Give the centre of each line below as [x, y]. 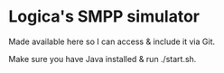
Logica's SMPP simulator [104, 17]
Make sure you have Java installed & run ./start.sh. [103, 59]
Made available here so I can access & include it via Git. [112, 41]
